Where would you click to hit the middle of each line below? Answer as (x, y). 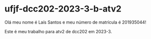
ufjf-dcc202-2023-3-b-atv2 (63, 9)
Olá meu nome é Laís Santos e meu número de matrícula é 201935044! (75, 22)
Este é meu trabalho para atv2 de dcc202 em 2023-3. (58, 31)
